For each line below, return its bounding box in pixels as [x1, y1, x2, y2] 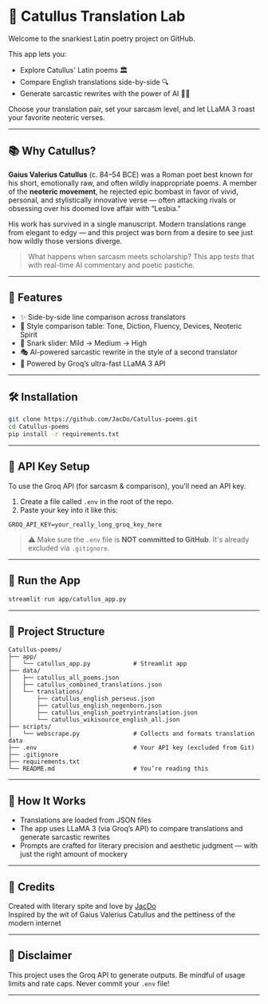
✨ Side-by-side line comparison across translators [19, 312, 186, 322]
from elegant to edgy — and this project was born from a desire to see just [8, 227, 254, 237]
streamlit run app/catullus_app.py [8, 595, 127, 603]
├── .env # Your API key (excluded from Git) [8, 744, 255, 752]
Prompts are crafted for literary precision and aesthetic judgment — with [19, 841, 258, 850]
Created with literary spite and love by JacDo [8, 901, 157, 910]
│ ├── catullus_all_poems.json [8, 674, 120, 682]
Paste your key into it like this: [19, 505, 118, 514]
